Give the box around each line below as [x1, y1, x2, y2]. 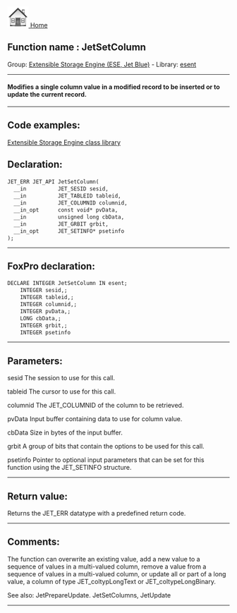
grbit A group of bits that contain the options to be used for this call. [7, 442, 205, 451]
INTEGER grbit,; [20, 322, 68, 329]
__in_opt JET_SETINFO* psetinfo [13, 227, 125, 235]
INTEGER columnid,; [20, 301, 78, 308]
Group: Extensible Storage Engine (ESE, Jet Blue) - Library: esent [7, 60, 197, 68]
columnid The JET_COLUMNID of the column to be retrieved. [7, 401, 184, 410]
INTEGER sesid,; [20, 287, 68, 294]
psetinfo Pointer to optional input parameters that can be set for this [7, 456, 205, 464]
